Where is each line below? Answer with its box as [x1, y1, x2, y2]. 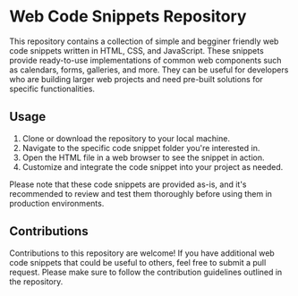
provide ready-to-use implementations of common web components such [9, 55, 282, 65]
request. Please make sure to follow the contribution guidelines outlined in [9, 266, 283, 277]
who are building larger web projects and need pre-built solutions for [9, 73, 264, 84]
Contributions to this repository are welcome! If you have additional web [9, 248, 275, 258]
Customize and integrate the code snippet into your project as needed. [21, 161, 284, 172]
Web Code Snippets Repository [9, 6, 247, 27]
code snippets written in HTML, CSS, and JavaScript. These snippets [9, 45, 264, 55]
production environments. [9, 198, 105, 208]
